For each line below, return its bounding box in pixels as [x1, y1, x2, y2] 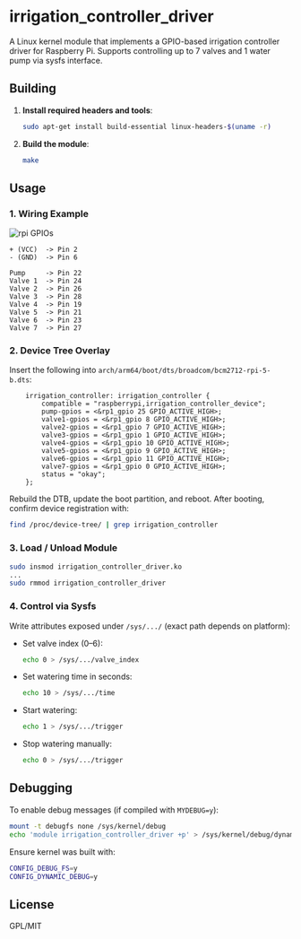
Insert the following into [9, 365, 97, 376]
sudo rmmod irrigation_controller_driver [9, 578, 167, 588]
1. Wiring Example [9, 207, 90, 220]
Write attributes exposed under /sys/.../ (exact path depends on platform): [9, 621, 291, 631]
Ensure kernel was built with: [9, 846, 116, 857]
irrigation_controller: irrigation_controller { [25, 392, 211, 401]
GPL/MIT [9, 921, 42, 932]
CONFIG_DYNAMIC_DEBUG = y [9, 872, 99, 881]
